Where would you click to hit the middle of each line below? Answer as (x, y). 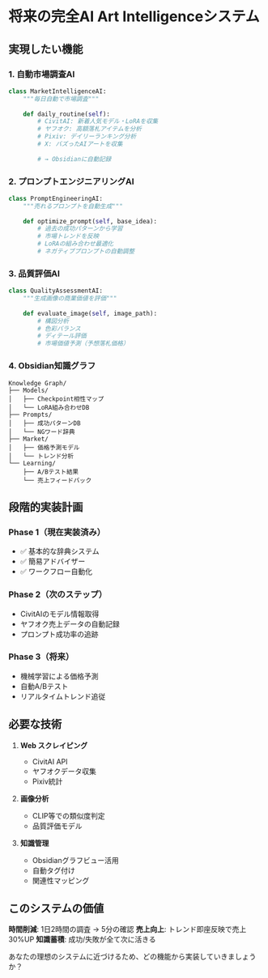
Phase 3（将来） (41, 657)
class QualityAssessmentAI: (56, 291)
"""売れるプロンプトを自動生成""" (73, 206)
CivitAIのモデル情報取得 (60, 614)
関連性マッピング (61, 880)
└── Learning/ (32, 463)
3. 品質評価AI (34, 274)
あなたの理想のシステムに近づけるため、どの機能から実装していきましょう (132, 957)
